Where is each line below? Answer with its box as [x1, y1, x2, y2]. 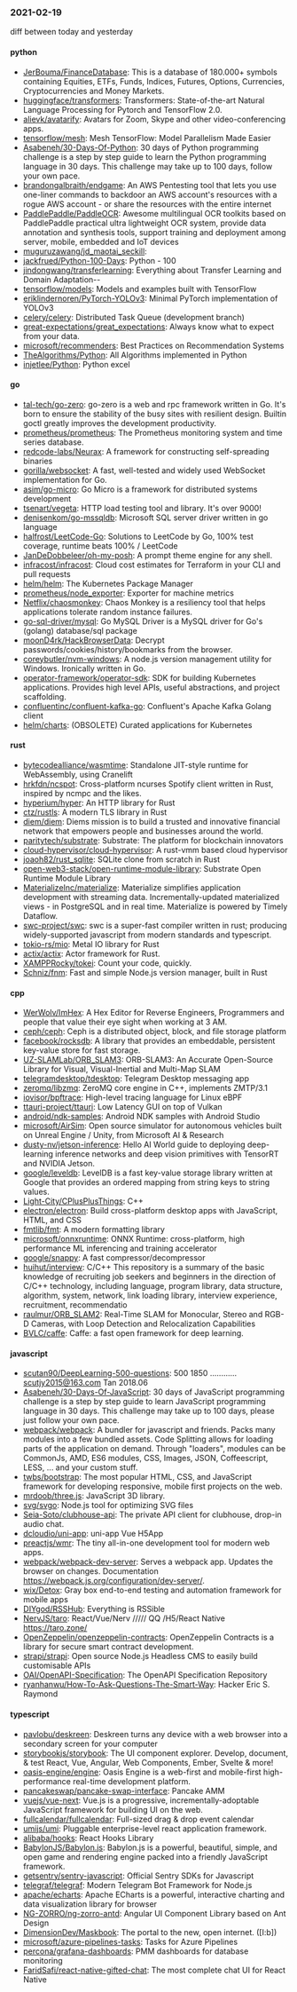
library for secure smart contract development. [22, 1641, 194, 1652]
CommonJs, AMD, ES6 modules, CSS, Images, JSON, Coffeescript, [22, 1453, 269, 1464]
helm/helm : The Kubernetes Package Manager [22, 578, 193, 589]
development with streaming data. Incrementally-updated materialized [22, 891, 280, 902]
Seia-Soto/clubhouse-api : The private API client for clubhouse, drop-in [22, 1509, 282, 1520]
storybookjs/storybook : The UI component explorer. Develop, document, [22, 1747, 289, 1759]
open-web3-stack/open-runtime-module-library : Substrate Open [22, 863, 262, 873]
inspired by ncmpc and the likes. [22, 787, 143, 798]
